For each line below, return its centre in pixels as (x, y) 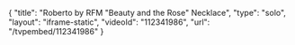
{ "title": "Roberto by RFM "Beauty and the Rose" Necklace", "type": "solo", (147, 13)
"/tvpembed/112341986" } (56, 31)
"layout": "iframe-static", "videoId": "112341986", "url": (109, 22)
